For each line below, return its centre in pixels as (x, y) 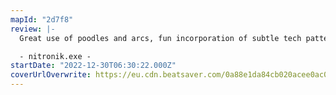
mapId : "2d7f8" (42, 19)
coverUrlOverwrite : (51, 75)
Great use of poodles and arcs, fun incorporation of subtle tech (160, 38)
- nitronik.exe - (55, 56)
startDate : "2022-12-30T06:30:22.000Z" (93, 66)
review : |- (33, 29)
